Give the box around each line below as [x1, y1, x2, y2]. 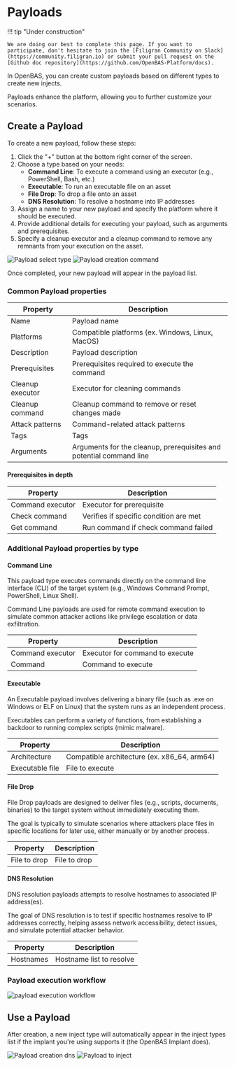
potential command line [72, 451, 149, 461]
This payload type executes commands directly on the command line [7, 577, 206, 585]
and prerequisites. [17, 227, 70, 235]
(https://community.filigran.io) [7, 53, 105, 60]
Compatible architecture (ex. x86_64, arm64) [66, 752, 215, 762]
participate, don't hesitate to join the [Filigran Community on [7, 47, 201, 54]
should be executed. [17, 211, 77, 220]
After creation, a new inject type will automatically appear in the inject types [7, 1030, 226, 1039]
